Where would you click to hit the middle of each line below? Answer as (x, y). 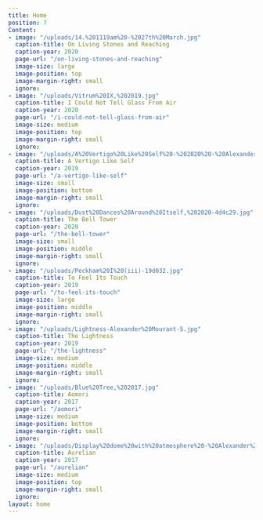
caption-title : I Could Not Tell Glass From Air (96, 103)
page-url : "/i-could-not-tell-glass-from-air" (92, 118)
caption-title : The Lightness (64, 336)
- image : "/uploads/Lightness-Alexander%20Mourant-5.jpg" (104, 329)
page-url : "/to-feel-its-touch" (68, 293)
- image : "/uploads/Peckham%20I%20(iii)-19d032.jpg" (96, 271)
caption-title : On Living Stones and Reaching (92, 45)
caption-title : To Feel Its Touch (71, 278)
